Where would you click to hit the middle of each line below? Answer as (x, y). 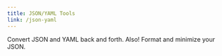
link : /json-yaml (32, 20)
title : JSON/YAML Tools (41, 13)
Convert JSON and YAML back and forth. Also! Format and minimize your (111, 39)
